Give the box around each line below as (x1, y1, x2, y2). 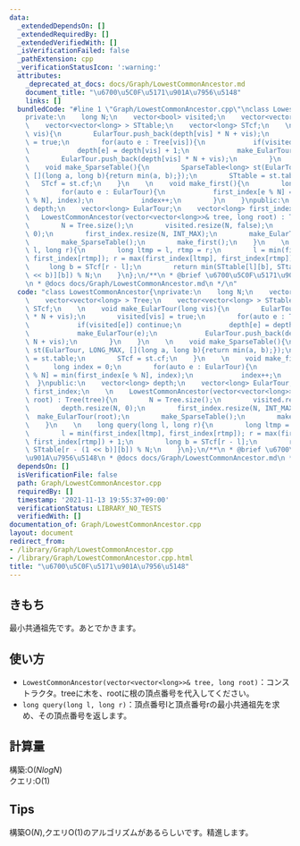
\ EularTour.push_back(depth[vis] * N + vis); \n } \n (25, 154, 281, 164)
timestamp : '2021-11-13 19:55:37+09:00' (17, 495, 170, 504)
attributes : (17, 72, 62, 80)
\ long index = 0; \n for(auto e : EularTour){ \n (25, 362, 257, 371)
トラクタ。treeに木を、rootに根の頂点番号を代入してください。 (21, 688, 254, 698)
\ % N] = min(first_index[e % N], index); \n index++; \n (25, 370, 281, 380)
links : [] (25, 96, 62, 106)
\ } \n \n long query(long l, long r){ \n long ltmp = (25, 420, 290, 429)
